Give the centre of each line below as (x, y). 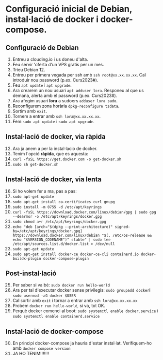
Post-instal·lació (31, 274)
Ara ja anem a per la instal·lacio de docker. (55, 148)
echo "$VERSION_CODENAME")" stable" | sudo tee (61, 240)
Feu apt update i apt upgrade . (42, 85)
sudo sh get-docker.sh (35, 164)
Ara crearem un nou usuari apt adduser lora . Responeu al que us (78, 90)
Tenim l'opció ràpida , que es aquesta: (50, 153)
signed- (122, 227)
